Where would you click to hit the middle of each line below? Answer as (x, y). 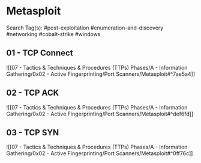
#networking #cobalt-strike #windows (53, 34)
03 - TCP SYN (33, 133)
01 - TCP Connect (40, 53)
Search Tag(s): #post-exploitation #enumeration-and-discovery (85, 28)
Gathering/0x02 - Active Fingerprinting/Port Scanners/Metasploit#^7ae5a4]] (101, 74)
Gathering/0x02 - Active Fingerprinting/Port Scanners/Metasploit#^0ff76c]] (100, 153)
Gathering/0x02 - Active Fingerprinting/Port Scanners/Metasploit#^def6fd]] (100, 114)
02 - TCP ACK (33, 93)
